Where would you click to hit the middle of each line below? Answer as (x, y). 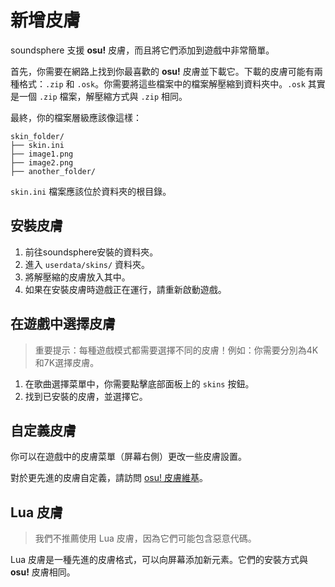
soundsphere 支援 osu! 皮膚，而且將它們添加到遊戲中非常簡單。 (142, 50)
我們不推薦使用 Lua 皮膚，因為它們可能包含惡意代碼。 (145, 538)
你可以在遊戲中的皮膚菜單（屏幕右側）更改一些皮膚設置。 (128, 457)
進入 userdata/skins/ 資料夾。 (87, 264)
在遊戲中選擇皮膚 (63, 324)
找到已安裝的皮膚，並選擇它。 (86, 396)
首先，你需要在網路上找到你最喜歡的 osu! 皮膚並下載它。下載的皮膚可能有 (162, 71)
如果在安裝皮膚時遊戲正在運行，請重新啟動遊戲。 (125, 289)
